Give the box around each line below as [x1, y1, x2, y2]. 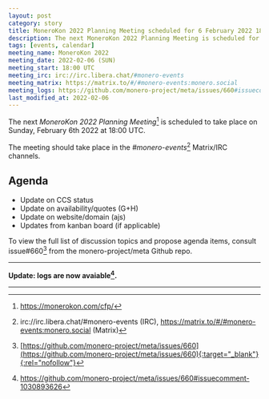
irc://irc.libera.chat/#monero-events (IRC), [19, 316, 159, 326]
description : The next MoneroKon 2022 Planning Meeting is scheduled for [8, 34, 260, 42]
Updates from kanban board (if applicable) [19, 221, 161, 231]
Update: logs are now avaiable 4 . [8, 269, 118, 280]
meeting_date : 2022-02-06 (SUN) [8, 57, 116, 65]
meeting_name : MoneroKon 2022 [8, 49, 110, 57]
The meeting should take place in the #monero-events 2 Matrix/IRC [8, 141, 228, 152]
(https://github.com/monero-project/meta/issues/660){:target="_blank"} [19, 349, 259, 359]
